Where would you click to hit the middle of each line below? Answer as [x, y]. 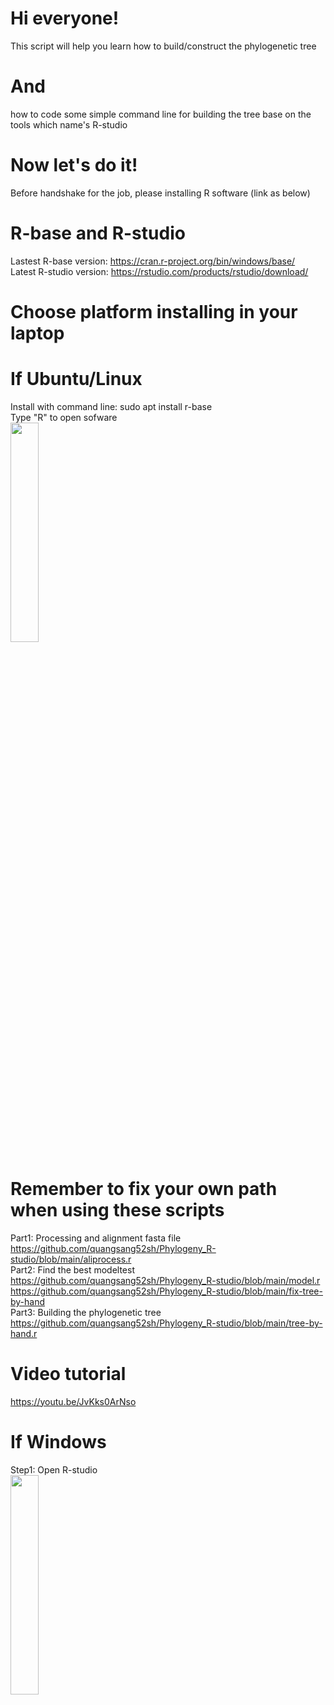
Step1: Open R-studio [54, 1469]
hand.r [24, 1333]
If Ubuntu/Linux [76, 379]
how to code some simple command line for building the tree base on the [161, 114]
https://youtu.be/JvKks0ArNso [73, 1401]
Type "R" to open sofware [64, 417]
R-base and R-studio [98, 233]
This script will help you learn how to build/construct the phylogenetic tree [163, 46]
